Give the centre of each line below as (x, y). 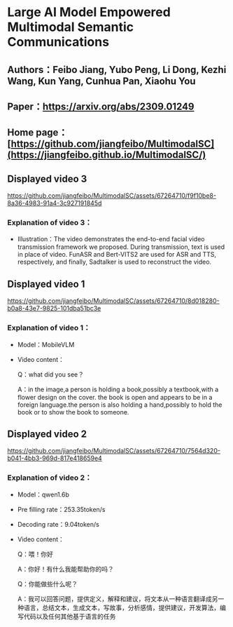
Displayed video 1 (46, 284)
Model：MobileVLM (46, 344)
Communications (58, 42)
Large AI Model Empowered (89, 12)
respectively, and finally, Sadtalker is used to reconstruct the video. (114, 262)
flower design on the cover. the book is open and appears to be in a (115, 397)
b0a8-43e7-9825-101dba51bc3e (54, 309)
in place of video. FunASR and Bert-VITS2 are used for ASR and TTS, (117, 255)
